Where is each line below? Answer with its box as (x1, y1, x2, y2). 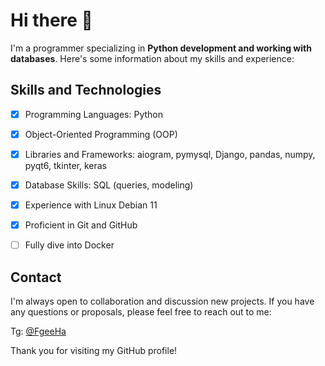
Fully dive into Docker (24, 239, 115, 251)
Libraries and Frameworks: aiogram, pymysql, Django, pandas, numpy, (24, 148, 316, 160)
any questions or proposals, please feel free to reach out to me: (10, 306, 272, 318)
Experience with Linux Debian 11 (24, 199, 158, 211)
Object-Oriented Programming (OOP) (24, 128, 178, 140)
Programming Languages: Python (24, 108, 164, 120)
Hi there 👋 (10, 9, 93, 32)
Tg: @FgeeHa (10, 325, 67, 337)
